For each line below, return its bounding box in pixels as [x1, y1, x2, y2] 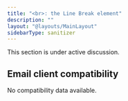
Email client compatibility [7, 68, 119, 80]
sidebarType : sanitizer [7, 29, 76, 36]
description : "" [7, 16, 54, 23]
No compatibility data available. [7, 87, 97, 95]
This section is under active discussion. [7, 48, 120, 56]
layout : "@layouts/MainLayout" [7, 23, 98, 30]
